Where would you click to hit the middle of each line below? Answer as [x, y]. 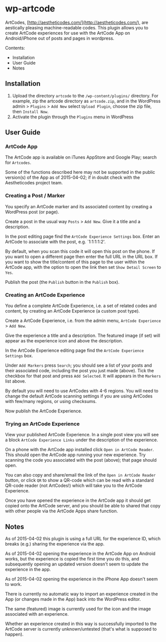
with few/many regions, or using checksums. [51, 401]
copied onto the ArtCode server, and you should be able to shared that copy [83, 506]
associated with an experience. [37, 614]
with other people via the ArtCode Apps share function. [61, 511]
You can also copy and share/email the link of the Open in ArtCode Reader [81, 475]
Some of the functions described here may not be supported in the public [80, 172]
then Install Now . [30, 111]
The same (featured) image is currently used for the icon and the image [78, 609]
